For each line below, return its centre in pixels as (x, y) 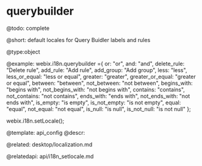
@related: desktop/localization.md (49, 144)
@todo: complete (28, 28)
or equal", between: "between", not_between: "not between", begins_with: (99, 83)
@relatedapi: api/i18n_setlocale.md (50, 156)
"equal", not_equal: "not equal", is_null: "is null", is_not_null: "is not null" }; (99, 109)
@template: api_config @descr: (46, 132)
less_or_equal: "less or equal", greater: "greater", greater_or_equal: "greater (101, 76)
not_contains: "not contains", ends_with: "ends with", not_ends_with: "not (98, 96)
